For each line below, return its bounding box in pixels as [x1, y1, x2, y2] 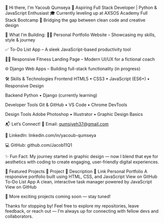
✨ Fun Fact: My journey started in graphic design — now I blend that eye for [5, 154, 159, 159]
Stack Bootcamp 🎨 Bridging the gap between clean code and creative [5, 17, 146, 23]
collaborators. [5, 213, 33, 219]
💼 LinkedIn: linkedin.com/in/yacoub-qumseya [5, 133, 96, 138]
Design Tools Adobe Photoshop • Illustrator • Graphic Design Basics [5, 111, 143, 117]
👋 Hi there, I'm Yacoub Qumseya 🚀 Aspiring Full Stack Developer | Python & [5, 5, 158, 10]
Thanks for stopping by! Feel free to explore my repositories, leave [5, 203, 140, 209]
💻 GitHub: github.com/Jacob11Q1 [5, 142, 72, 148]
